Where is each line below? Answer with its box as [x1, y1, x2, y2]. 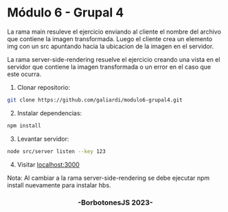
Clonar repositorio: [16, 83, 71, 91]
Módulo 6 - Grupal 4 [7, 5, 124, 21]
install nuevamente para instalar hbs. [7, 180, 111, 189]
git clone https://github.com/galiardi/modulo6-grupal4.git [7, 96, 183, 104]
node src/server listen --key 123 [7, 148, 106, 155]
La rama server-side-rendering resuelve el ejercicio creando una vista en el [7, 55, 220, 63]
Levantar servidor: [16, 134, 69, 143]
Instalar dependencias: [16, 108, 82, 117]
